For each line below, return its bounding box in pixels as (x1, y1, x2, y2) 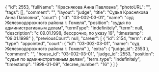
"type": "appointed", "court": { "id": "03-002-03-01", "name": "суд (5, 41, 140, 46)
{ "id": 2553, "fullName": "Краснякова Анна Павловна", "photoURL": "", (5, 4, 151, 10)
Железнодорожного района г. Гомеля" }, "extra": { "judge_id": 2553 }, (5, 46, 150, 51)
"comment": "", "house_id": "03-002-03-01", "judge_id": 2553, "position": (5, 51, 155, 57)
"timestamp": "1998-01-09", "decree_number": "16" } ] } (5, 61, 118, 67)
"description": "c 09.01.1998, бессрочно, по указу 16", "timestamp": (5, 30, 143, 36)
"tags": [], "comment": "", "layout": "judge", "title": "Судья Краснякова (5, 9, 149, 15)
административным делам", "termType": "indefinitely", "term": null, (5, 25, 144, 31)
